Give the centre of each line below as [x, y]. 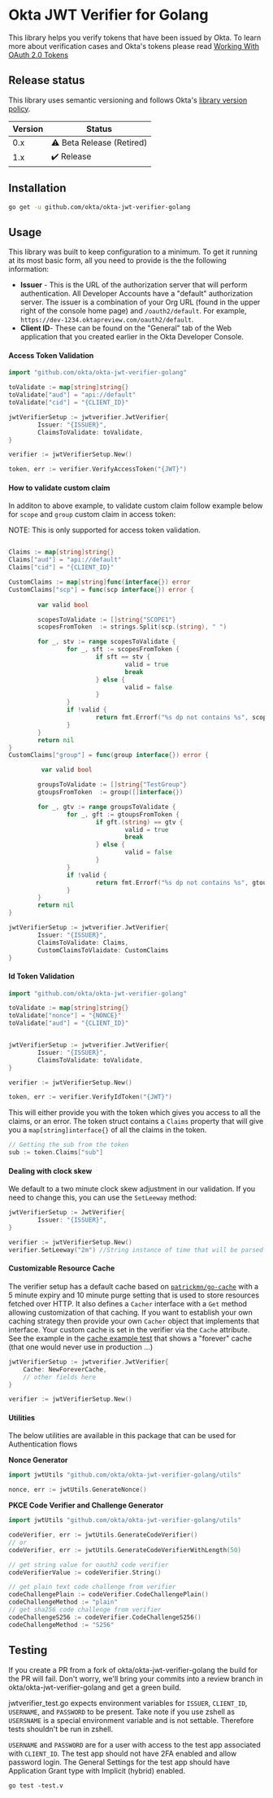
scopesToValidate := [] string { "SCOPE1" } [107, 619]
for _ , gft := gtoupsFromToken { [123, 814]
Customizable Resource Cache [62, 1268]
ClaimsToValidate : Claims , [83, 943]
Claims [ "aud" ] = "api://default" [65, 560]
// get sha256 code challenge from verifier [85, 1610]
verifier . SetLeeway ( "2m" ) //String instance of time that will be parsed [136, 1250]
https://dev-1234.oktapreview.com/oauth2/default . [107, 320]
